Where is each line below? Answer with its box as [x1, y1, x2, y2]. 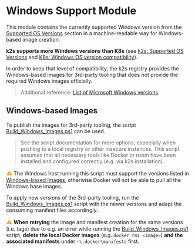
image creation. [22, 36, 60, 43]
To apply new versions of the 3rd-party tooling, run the [6, 194, 139, 201]
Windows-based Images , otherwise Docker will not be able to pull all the [6, 176, 181, 183]
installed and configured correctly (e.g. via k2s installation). [20, 157, 164, 165]
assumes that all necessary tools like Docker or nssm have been [20, 151, 176, 158]
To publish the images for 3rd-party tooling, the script [6, 121, 136, 129]
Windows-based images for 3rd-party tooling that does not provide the [6, 71, 178, 78]
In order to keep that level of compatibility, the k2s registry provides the [6, 65, 179, 72]
